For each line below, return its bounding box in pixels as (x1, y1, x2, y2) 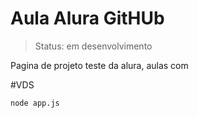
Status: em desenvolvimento (34, 40, 153, 52)
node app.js (10, 98, 60, 108)
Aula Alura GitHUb (10, 7, 165, 30)
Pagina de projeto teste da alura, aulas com (10, 59, 189, 71)
